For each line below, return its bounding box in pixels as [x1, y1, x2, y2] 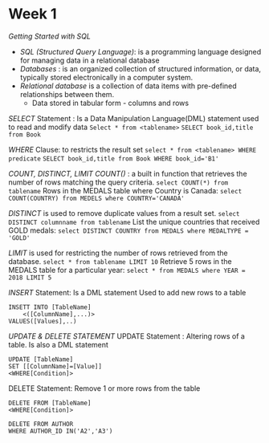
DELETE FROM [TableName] [8, 399, 92, 407]
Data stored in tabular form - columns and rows [31, 98, 190, 108]
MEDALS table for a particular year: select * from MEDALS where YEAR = [8, 265, 246, 274]
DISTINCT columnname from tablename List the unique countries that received [8, 217, 260, 226]
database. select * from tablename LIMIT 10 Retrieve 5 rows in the [8, 256, 232, 266]
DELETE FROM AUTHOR [8, 420, 74, 428]
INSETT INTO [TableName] [8, 303, 92, 311]
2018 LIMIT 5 [8, 274, 52, 282]
